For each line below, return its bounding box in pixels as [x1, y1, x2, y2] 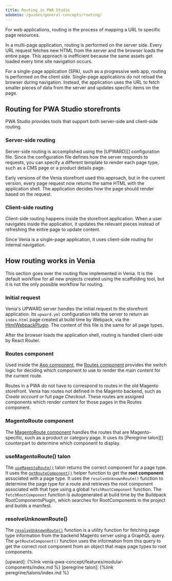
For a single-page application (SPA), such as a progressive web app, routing [5, 68, 167, 74]
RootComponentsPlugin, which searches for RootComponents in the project [5, 497, 166, 503]
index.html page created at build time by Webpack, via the [5, 317, 130, 323]
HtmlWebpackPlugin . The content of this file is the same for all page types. [5, 322, 164, 328]
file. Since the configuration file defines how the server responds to [5, 153, 148, 160]
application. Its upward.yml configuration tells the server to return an [5, 311, 149, 317]
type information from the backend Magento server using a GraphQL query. [5, 532, 165, 539]
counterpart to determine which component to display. [5, 440, 121, 446]
